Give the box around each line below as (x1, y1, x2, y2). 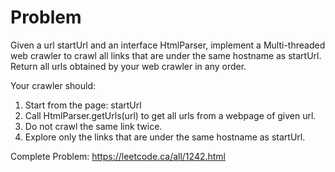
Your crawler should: (10, 79, 96, 91)
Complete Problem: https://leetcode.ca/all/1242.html (10, 150, 227, 162)
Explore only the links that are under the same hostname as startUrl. (24, 131, 306, 143)
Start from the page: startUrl (24, 99, 142, 111)
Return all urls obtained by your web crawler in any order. (10, 60, 247, 72)
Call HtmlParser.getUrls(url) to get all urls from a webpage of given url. (24, 109, 317, 121)
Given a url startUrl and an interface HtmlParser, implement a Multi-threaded (10, 39, 326, 51)
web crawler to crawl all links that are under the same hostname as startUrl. (10, 49, 322, 61)
